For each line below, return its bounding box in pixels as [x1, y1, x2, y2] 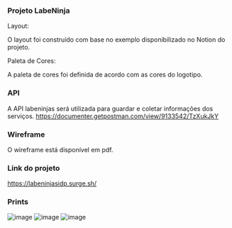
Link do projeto [7, 163, 60, 173]
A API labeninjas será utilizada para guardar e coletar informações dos [7, 104, 214, 113]
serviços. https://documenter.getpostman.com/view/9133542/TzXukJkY [7, 112, 219, 120]
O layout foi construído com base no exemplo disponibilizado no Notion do [7, 35, 226, 44]
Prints [7, 197, 28, 207]
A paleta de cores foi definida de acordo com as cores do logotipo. [7, 70, 203, 79]
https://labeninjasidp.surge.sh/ [7, 179, 97, 188]
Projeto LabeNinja [7, 6, 70, 16]
